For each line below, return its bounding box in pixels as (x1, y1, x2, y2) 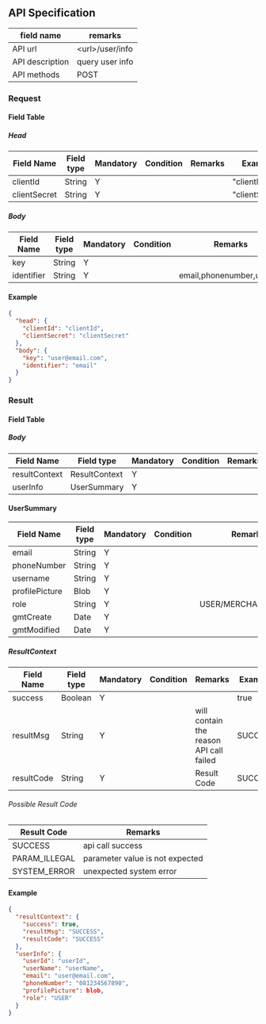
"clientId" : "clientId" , (22, 324, 104, 332)
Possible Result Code (8, 800, 78, 809)
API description (12, 56, 70, 67)
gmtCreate (12, 611, 52, 622)
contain (195, 715, 223, 726)
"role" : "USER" (22, 994, 73, 1002)
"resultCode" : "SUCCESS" (22, 935, 104, 943)
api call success (82, 840, 143, 851)
